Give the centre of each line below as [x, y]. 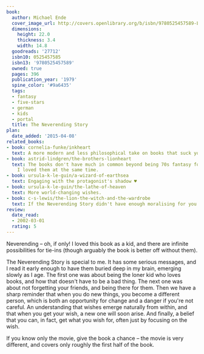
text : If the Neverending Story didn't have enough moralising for [99, 204]
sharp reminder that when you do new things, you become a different [93, 294]
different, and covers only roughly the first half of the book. [80, 344]
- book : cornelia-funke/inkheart [49, 147]
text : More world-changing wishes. [57, 192]
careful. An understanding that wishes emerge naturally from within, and [97, 307]
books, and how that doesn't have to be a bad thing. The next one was [95, 281]
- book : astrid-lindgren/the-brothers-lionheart [69, 158]
